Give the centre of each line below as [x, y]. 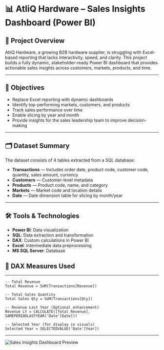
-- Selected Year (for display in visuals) [50, 325]
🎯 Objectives [25, 88]
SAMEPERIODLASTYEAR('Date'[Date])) [41, 316]
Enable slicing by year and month [46, 115]
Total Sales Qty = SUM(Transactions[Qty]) [49, 299]
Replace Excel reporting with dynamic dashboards [63, 99]
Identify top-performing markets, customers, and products [71, 104]
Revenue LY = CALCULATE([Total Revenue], [48, 312]
